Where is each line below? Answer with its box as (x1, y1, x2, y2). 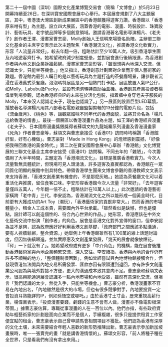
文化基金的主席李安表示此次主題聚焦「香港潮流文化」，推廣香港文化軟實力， (5, 42, 161, 48)
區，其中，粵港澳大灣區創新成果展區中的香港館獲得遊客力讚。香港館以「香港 (5, 17, 163, 23)
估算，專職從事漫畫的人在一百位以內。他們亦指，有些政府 (37, 305, 156, 311)
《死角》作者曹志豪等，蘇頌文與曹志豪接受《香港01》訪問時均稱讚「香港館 (5, 130, 159, 135)
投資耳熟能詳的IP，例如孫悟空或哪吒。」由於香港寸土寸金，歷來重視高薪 (9, 293, 156, 298)
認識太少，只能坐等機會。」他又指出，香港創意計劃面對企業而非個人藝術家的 (5, 67, 161, 73)
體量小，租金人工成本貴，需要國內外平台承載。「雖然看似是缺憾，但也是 (5, 205, 152, 211)
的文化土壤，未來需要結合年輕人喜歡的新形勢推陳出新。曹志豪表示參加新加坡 (5, 324, 163, 330)
